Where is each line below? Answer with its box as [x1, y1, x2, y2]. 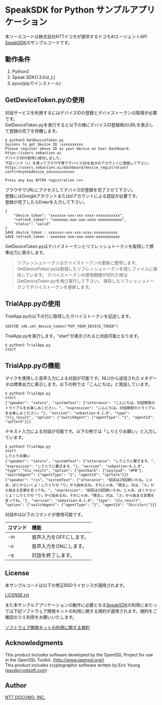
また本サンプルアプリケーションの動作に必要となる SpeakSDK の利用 [5, 602, 140, 608]
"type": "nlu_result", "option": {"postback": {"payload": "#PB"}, [5, 468, 144, 473]
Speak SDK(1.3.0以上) [12, 74, 56, 80]
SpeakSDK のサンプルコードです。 [5, 39, 73, 45]
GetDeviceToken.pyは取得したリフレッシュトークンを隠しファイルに [16, 266, 153, 272]
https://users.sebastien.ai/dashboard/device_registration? [5, 165, 129, 170]
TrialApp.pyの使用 [5, 299, 60, 308]
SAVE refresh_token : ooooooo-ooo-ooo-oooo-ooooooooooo [5, 234, 120, 239]
